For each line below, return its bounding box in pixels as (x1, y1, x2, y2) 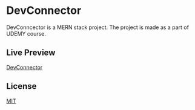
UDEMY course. (6, 30, 47, 37)
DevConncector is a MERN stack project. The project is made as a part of (6, 24, 190, 31)
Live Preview (6, 48, 56, 58)
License (6, 81, 37, 91)
